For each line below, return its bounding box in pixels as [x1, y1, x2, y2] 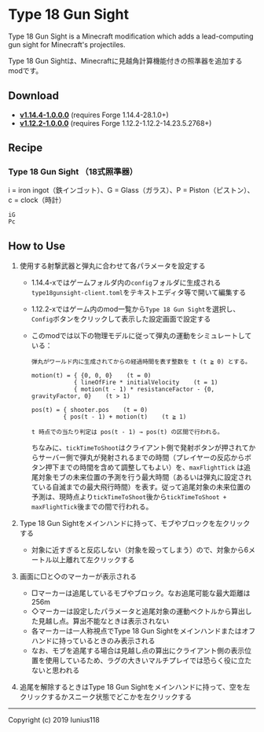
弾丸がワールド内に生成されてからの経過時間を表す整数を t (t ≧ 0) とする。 [31, 358, 251, 366]
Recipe [8, 142, 43, 155]
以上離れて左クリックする [52, 555, 135, 565]
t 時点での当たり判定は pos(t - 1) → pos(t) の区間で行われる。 [31, 429, 224, 436]
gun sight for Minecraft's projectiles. [8, 39, 126, 49]
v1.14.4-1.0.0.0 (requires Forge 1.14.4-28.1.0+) [19, 110, 169, 120]
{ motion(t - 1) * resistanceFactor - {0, [73, 385, 214, 394]
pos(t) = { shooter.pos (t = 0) [31, 406, 148, 414]
